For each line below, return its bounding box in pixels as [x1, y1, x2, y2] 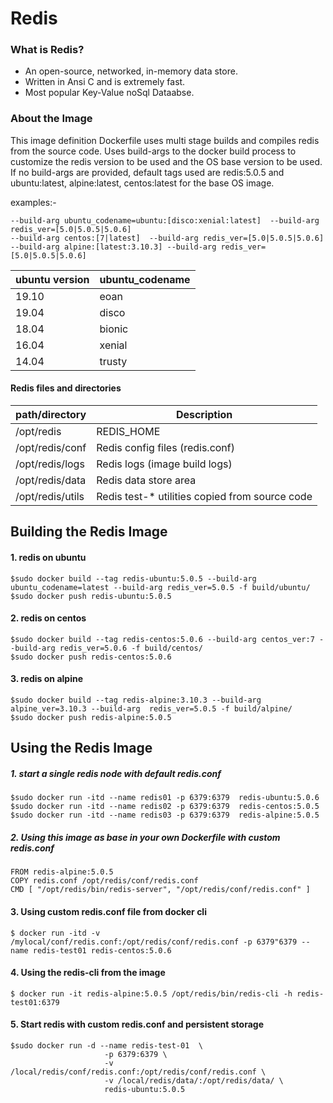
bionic [99, 322, 129, 336]
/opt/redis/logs [15, 457, 85, 471]
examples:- [10, 196, 57, 208]
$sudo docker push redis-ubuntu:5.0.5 [10, 591, 172, 601]
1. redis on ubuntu [10, 551, 87, 563]
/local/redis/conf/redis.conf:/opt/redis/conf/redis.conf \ [10, 1067, 267, 1077]
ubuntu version [15, 272, 90, 286]
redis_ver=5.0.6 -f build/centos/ [59, 643, 203, 653]
